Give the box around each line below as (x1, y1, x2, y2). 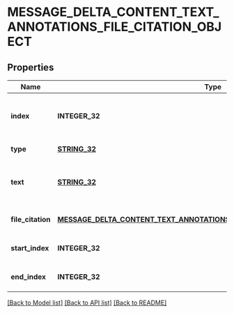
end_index (10, 272, 47, 282)
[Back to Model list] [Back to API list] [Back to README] (7, 298, 167, 307)
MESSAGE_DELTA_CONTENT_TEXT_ (7, 4, 219, 20)
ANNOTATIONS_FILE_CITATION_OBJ (7, 19, 222, 35)
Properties (7, 61, 54, 73)
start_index (10, 243, 49, 252)
